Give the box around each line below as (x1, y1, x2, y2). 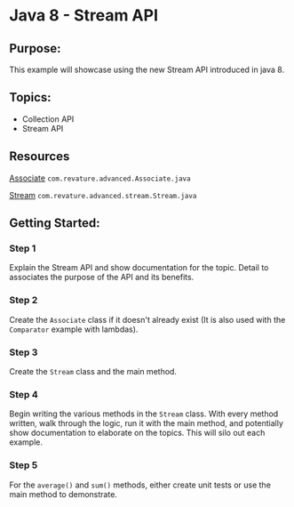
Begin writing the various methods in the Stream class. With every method (9, 408, 279, 419)
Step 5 (9, 459, 38, 471)
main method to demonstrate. (9, 488, 118, 499)
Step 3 (9, 346, 38, 358)
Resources (9, 149, 70, 165)
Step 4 (9, 388, 38, 400)
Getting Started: (9, 215, 100, 231)
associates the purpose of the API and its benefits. (9, 272, 195, 283)
